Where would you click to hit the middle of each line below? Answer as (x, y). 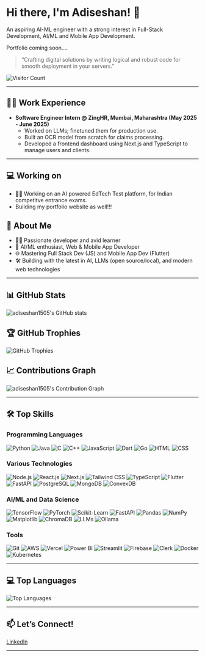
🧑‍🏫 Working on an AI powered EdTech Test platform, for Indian (94, 193)
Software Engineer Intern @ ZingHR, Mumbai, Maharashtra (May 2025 (106, 117)
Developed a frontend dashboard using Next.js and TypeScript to (106, 144)
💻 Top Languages (41, 580)
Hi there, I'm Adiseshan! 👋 (73, 13)
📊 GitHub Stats (36, 295)
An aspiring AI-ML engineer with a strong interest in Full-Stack (85, 29)
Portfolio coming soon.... (37, 48)
